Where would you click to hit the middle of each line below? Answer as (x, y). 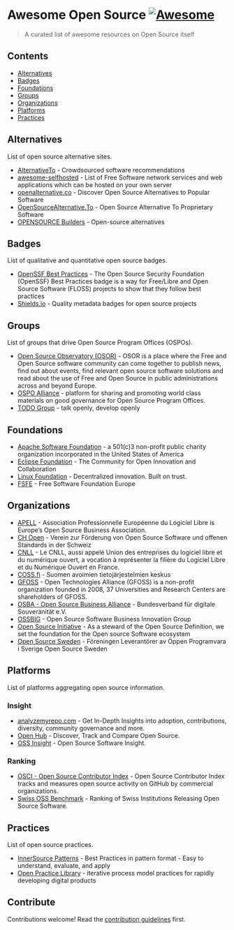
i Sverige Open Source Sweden (63, 649)
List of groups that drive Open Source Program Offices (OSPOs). (100, 343)
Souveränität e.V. (42, 612)
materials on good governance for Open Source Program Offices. (111, 401)
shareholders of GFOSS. (52, 596)
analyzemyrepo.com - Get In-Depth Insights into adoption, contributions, (122, 721)
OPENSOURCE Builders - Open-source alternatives (91, 222)
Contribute (31, 902)
